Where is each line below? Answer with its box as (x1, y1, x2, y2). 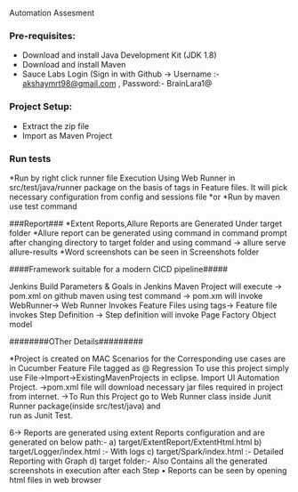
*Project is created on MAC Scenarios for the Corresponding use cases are (9, 353, 286, 364)
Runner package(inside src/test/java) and (9, 400, 161, 411)
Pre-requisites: (9, 29, 76, 42)
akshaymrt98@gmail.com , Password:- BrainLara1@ (21, 78, 213, 89)
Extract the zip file (21, 120, 90, 132)
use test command (9, 200, 77, 212)
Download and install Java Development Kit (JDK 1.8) (21, 50, 217, 60)
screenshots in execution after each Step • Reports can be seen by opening (9, 464, 287, 475)
